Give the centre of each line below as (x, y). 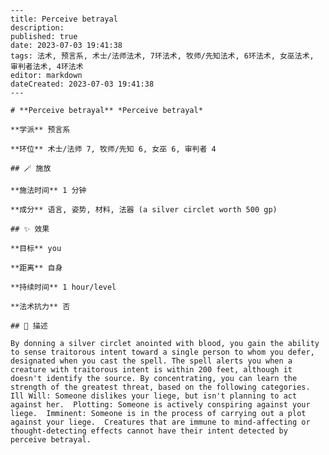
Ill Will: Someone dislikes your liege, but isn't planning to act (154, 396)
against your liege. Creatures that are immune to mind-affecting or (160, 422)
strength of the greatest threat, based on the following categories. (160, 387)
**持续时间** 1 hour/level (63, 287)
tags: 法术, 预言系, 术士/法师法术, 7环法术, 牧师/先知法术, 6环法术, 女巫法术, (162, 56)
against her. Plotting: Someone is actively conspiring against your (160, 405)
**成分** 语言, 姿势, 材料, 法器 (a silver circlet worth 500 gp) (144, 210)
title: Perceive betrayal (64, 19)
